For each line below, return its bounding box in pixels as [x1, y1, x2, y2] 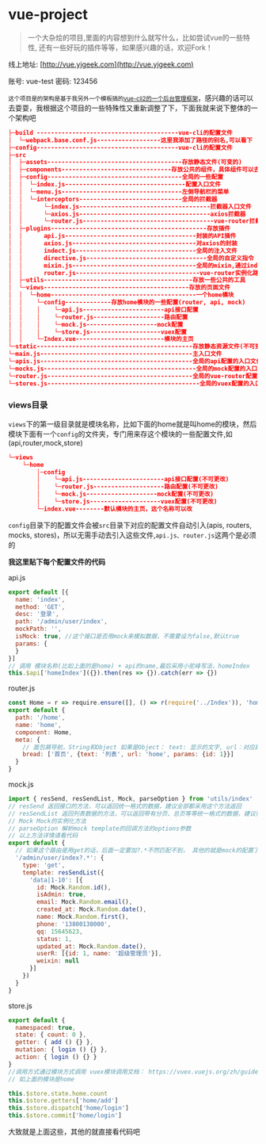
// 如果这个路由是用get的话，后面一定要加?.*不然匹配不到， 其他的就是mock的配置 [15, 847, 254, 855]
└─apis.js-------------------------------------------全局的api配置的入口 [8, 358, 251, 365]
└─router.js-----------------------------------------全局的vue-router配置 [8, 372, 258, 380]
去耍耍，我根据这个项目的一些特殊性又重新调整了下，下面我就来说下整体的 [8, 103, 251, 113]
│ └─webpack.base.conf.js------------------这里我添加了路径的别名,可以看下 [8, 136, 253, 144]
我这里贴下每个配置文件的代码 [8, 557, 105, 566]
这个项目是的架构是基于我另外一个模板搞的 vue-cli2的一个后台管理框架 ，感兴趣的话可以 [8, 93, 254, 102]
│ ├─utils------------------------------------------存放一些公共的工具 [8, 276, 246, 285]
